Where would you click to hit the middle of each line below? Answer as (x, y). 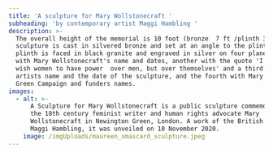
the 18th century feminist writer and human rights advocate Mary (145, 114)
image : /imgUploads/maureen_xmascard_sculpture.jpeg (114, 136)
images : (22, 91)
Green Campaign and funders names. (76, 83)
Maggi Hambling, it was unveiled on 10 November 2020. (125, 129)
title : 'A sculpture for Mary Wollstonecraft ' (91, 16)
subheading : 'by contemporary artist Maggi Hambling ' (103, 23)
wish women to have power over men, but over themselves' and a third (140, 69)
